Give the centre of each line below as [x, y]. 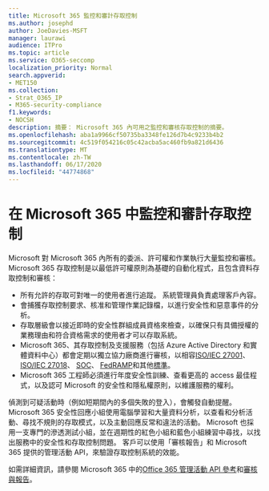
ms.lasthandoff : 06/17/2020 [55, 165]
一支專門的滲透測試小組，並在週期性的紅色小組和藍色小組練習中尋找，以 [134, 432]
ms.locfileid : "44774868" [51, 172]
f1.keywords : [30, 113]
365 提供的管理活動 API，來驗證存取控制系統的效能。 [96, 452]
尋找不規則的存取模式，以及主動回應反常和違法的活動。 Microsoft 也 [134, 422]
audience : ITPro [35, 46]
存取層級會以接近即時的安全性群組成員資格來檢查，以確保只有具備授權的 [139, 324]
